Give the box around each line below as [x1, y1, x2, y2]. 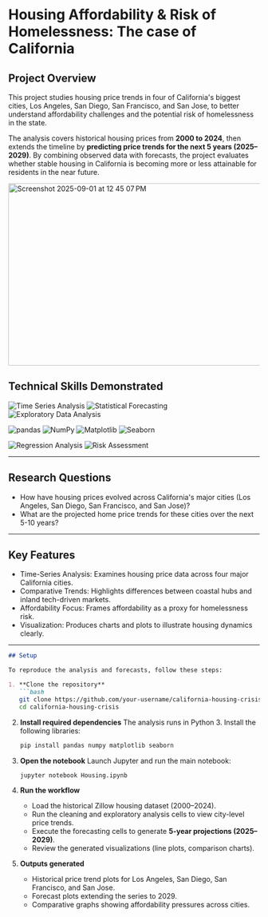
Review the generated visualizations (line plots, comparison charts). [31, 844, 255, 853]
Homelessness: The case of [8, 22, 197, 41]
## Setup [8, 652, 37, 660]
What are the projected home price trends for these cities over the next [19, 509, 254, 518]
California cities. [19, 578, 73, 588]
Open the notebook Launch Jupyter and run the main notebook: [19, 756, 231, 765]
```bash [18, 689, 45, 697]
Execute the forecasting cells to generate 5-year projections [31, 827, 232, 836]
